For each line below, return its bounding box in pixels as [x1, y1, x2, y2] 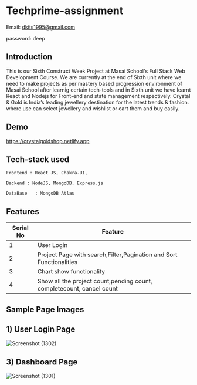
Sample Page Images [6, 304, 84, 315]
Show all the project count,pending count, [37, 277, 152, 285]
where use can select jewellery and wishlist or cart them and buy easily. [6, 104, 180, 112]
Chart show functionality [37, 268, 106, 276]
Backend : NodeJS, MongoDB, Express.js [6, 180, 104, 186]
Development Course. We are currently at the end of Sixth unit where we [6, 73, 182, 80]
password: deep [6, 35, 45, 42]
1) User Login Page [6, 324, 76, 334]
